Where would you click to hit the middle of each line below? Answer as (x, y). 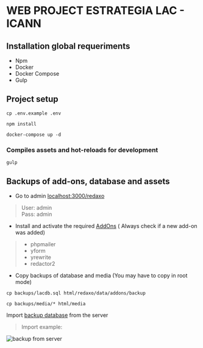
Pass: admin (37, 214)
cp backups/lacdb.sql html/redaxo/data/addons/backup (76, 293)
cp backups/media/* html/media (46, 304)
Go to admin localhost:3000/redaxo (60, 196)
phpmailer (43, 244)
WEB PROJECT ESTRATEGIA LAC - (95, 11)
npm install (21, 124)
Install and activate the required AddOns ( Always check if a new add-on (106, 225)
